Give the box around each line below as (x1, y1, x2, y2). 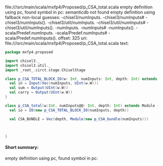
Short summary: (5, 144, 39, 150)
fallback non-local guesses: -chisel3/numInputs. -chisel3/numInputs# (5, 15, 145, 20)
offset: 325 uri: (58, 35, 88, 41)
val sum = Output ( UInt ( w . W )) (9, 85, 68, 91)
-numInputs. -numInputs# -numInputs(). (55, 25, 135, 31)
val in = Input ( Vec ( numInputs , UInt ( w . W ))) (9, 81, 99, 86)
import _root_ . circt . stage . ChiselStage (5, 68, 86, 73)
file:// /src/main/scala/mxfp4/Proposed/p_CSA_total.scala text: (5, 40, 129, 46)
